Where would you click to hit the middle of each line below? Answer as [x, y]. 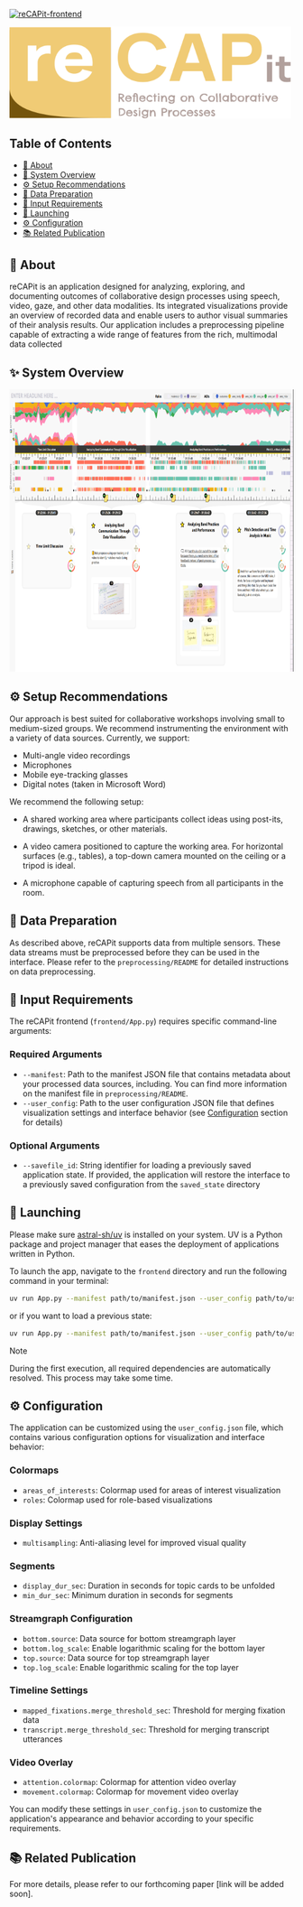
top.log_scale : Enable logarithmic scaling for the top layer [130, 1667]
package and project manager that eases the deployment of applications [144, 1244]
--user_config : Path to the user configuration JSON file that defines [148, 1102]
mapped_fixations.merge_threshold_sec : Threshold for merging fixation [154, 1710]
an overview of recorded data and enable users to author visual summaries [149, 315]
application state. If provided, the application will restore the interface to [156, 1175]
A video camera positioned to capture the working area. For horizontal [153, 846]
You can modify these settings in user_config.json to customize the [136, 1809]
